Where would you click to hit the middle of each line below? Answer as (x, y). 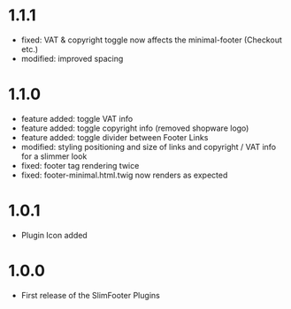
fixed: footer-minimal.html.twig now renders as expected (124, 175)
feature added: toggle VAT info (77, 118)
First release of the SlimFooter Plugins (90, 295)
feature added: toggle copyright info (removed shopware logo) (135, 128)
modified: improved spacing (72, 58)
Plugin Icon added (54, 235)
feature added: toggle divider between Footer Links (115, 137)
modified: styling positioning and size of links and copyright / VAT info (148, 147)
